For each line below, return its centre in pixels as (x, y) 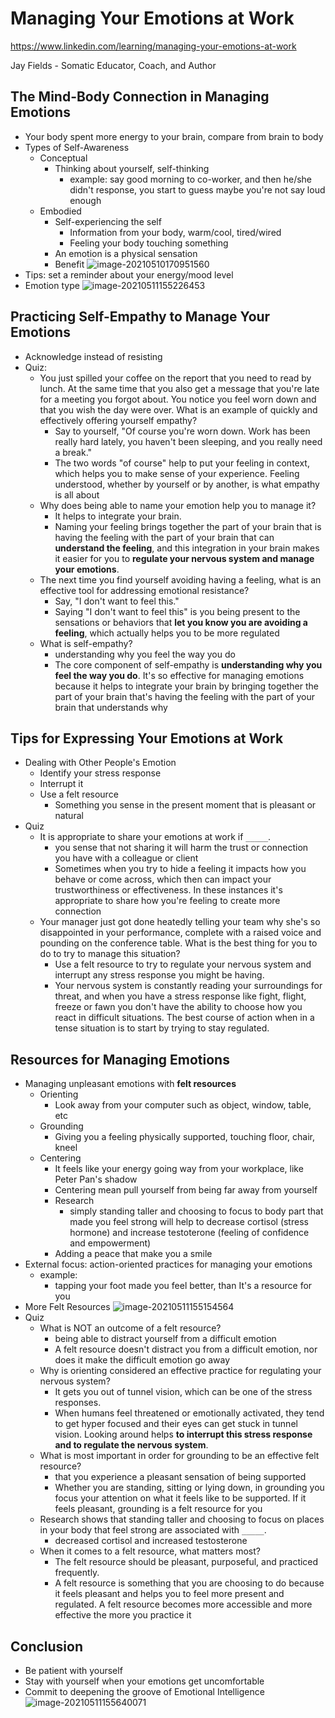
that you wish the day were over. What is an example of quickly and (178, 409)
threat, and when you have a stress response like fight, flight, (180, 996)
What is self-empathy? (86, 643)
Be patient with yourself (73, 1670)
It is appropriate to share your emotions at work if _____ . (155, 837)
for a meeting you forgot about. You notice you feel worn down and (178, 399)
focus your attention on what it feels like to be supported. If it (180, 1498)
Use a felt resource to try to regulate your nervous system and (183, 964)
